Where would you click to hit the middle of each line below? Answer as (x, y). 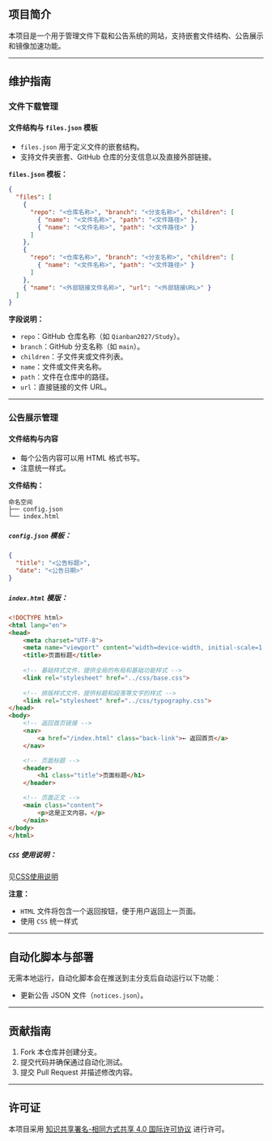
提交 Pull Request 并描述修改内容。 (79, 1072)
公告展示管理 (34, 418)
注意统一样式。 (45, 468)
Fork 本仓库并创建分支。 (61, 1052)
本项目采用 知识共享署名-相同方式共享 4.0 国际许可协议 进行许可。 (119, 1129)
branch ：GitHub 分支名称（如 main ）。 (82, 346)
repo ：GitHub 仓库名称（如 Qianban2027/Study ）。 (102, 337)
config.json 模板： (40, 536)
